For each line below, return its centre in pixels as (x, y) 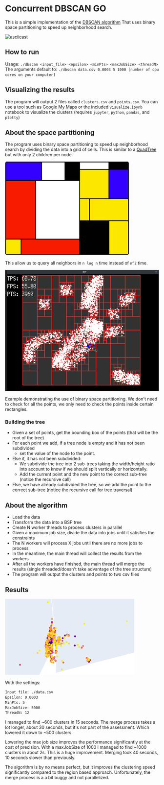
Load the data (26, 517)
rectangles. (16, 409)
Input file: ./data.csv (29, 692)
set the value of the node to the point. (57, 453)
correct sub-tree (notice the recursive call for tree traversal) (72, 490)
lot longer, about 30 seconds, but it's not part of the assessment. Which (77, 727)
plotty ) (13, 117)
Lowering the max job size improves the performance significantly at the (78, 742)
